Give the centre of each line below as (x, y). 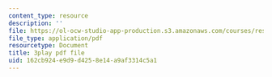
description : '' (36, 23)
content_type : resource (49, 16)
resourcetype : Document (49, 46)
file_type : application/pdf (56, 38)
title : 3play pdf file (47, 53)
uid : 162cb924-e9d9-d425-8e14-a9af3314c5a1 (83, 61)
